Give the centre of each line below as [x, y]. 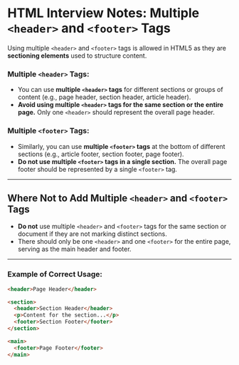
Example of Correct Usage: [55, 274]
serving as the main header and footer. [74, 249]
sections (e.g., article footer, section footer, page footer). [101, 154]
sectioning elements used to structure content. [77, 56]
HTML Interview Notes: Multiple [103, 13]
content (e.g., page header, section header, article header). [104, 97]
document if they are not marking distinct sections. [92, 234]
